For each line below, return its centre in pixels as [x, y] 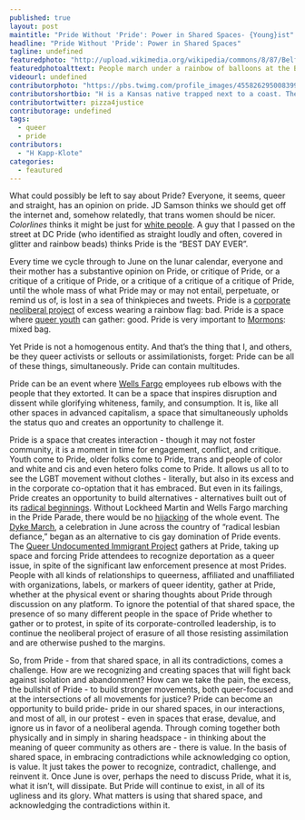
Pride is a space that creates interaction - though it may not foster [133, 440]
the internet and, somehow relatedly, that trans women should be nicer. [143, 215]
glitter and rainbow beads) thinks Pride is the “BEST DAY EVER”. [129, 244]
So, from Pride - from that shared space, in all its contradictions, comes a [147, 661]
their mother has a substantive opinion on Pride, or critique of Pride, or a [145, 271]
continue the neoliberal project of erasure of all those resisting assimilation [149, 634]
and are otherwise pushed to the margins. [88, 643]
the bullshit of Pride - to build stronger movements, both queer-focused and [151, 690]
